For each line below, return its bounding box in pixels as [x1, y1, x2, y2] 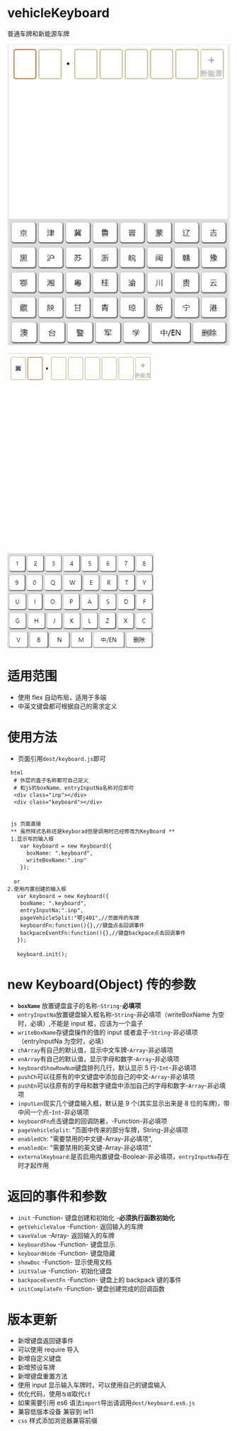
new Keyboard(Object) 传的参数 [7, 976, 196, 992]
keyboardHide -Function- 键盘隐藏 [17, 1249, 115, 1257]
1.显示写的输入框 [10, 835, 54, 843]
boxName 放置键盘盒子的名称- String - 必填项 [17, 1001, 141, 1009]
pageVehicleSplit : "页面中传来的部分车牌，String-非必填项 [17, 1125, 189, 1134]
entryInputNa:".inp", [20, 906, 83, 914]
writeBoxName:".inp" [25, 857, 87, 864]
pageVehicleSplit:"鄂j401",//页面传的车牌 [20, 914, 140, 921]
